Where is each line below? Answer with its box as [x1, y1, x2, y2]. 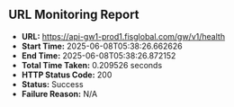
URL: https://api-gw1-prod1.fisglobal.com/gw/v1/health [21, 31, 226, 41]
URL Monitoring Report [8, 7, 140, 22]
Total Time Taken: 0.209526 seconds [21, 59, 163, 70]
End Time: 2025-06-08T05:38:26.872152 [21, 49, 176, 61]
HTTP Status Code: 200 [21, 69, 112, 80]
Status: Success [21, 78, 84, 89]
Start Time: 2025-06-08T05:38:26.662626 [21, 40, 183, 51]
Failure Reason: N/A [21, 88, 98, 99]
